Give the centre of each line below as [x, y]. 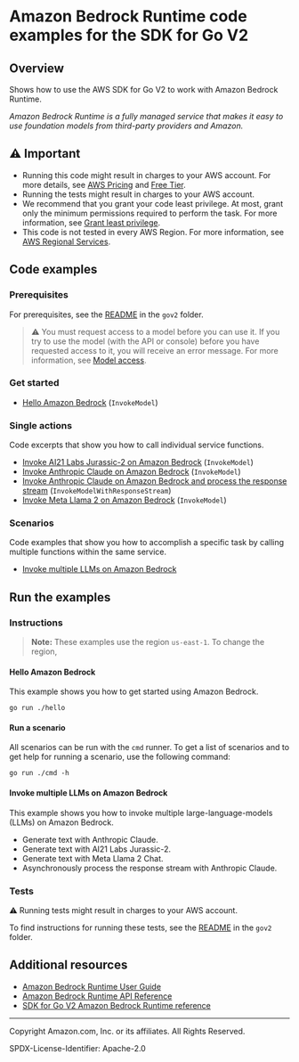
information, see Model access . [89, 360]
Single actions [41, 425]
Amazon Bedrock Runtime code [128, 16]
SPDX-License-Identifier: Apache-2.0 [78, 1048]
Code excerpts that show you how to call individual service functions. [137, 445]
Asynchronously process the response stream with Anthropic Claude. [149, 868]
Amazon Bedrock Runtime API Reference [97, 996]
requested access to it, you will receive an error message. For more [154, 350]
